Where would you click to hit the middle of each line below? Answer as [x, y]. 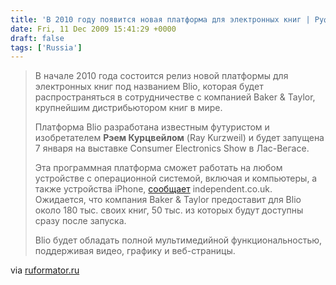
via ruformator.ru [45, 270]
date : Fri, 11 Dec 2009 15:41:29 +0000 [93, 29]
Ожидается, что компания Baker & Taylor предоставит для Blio [168, 200]
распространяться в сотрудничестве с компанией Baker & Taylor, [175, 97]
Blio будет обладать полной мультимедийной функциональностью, [178, 240]
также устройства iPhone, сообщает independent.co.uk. [153, 189]
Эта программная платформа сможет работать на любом [158, 168]
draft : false [37, 38]
